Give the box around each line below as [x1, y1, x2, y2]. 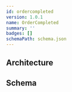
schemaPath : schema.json [6, 36, 67, 42]
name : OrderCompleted [6, 19, 59, 25]
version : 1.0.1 [6, 14, 43, 20]
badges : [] [6, 31, 33, 37]
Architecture [6, 58, 54, 68]
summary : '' [6, 25, 35, 31]
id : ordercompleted [6, 8, 54, 15]
